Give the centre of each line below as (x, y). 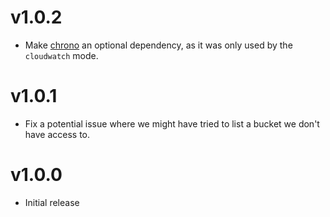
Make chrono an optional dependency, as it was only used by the (158, 45)
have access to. (57, 134)
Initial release (52, 202)
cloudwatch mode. (61, 55)
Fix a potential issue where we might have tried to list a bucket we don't (172, 123)
